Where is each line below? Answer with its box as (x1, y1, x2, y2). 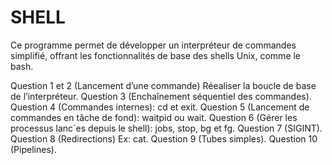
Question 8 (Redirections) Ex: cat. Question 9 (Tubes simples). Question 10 (10, 132, 318, 145)
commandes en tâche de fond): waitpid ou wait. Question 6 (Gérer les (10, 111, 298, 123)
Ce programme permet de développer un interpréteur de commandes (10, 39, 297, 51)
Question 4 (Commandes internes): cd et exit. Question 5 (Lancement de (10, 101, 310, 113)
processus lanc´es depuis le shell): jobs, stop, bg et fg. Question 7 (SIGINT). (10, 122, 323, 134)
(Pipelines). (10, 143, 57, 155)
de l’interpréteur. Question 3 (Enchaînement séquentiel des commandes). (10, 90, 312, 102)
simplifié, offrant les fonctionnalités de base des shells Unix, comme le (10, 49, 302, 61)
